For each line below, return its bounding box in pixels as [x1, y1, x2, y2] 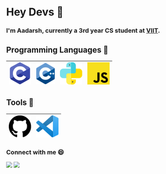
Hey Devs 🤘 [6, 5, 64, 19]
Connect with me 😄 [6, 148, 64, 156]
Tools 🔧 [6, 98, 34, 108]
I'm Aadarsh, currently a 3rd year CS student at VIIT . [6, 27, 161, 35]
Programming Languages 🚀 [6, 44, 108, 55]
